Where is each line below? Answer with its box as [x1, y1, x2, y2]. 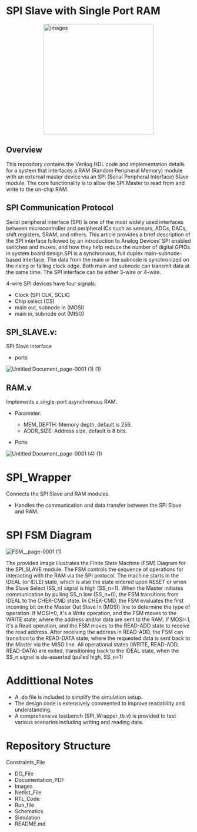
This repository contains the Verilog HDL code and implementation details [6, 160, 185, 167]
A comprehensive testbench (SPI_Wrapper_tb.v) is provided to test [14, 712, 176, 719]
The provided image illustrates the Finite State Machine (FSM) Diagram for [6, 560, 186, 567]
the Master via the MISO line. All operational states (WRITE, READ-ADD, [6, 641, 179, 648]
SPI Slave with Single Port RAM [6, 4, 161, 18]
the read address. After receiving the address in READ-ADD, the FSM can [6, 629, 183, 636]
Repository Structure [6, 739, 111, 752]
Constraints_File [6, 758, 45, 765]
